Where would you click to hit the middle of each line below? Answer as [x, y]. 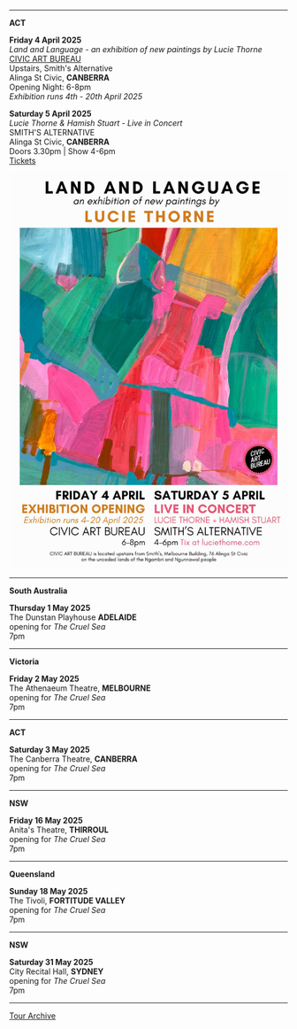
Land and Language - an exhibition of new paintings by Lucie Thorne [136, 49]
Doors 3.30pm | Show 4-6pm [63, 151]
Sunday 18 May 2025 [49, 891]
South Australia [38, 591]
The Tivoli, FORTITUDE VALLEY [67, 901]
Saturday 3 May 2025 [49, 749]
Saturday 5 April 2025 [50, 113]
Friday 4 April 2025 [46, 40]
